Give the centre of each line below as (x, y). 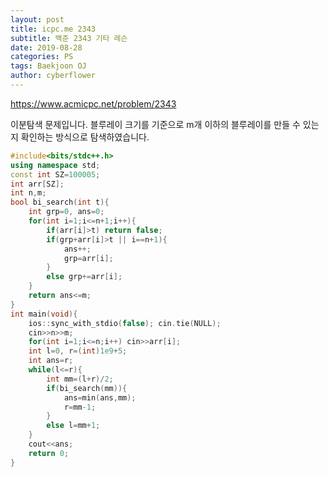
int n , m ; (28, 193)
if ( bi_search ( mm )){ (87, 388)
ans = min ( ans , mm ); (100, 397)
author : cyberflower (53, 76)
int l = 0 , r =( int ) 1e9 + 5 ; (78, 351)
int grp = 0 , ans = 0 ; (66, 212)
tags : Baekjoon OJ (48, 66)
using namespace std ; (55, 165)
